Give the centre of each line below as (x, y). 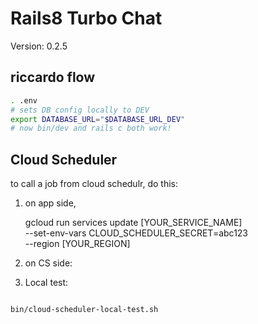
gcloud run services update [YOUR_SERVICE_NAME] (133, 223)
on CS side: (48, 263)
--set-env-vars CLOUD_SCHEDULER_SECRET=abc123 (136, 233)
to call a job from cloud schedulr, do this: (94, 184)
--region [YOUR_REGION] (77, 244)
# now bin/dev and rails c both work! (91, 128)
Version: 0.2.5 (39, 46)
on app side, (50, 203)
